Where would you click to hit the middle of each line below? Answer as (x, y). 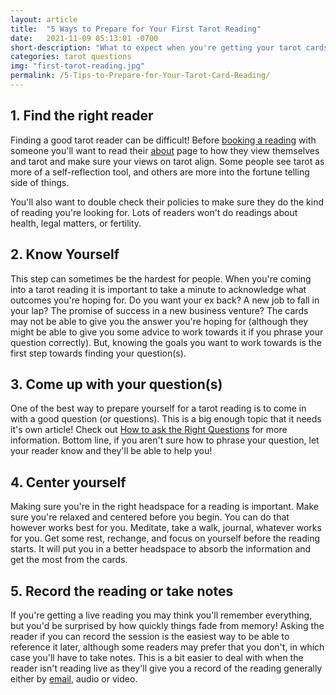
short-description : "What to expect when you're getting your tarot (156, 47)
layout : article (44, 19)
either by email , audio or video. (74, 678)
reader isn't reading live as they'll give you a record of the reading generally (166, 668)
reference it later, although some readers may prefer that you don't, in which (167, 647)
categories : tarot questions (71, 57)
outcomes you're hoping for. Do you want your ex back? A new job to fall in (165, 300)
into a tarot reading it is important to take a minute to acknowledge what (158, 289)
